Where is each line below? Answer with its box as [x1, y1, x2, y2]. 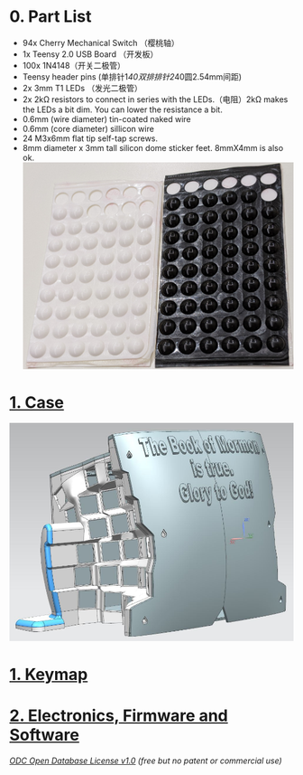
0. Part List [9, 6, 92, 27]
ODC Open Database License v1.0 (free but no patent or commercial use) [9, 755, 282, 766]
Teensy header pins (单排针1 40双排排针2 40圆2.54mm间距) [22, 71, 242, 82]
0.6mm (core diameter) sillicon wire [22, 123, 155, 134]
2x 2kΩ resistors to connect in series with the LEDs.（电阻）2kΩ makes [22, 93, 289, 105]
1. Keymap [9, 664, 88, 685]
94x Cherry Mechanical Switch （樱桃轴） [22, 37, 179, 48]
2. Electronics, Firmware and [9, 705, 228, 725]
